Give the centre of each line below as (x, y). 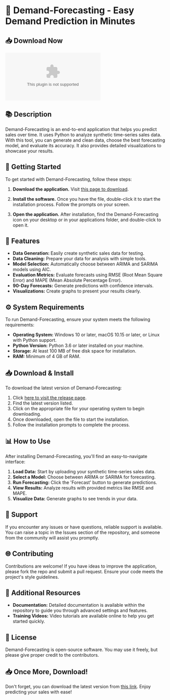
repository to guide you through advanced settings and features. (80, 610)
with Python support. (35, 340)
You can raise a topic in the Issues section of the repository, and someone (83, 532)
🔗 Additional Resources (43, 593)
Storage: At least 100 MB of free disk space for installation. (74, 351)
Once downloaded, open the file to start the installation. (71, 419)
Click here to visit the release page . (49, 398)
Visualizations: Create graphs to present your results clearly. (77, 291)
